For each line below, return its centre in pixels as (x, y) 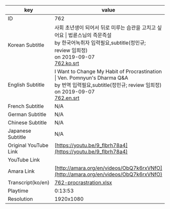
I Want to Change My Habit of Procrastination (108, 71)
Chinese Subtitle (27, 122)
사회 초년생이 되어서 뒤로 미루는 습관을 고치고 (105, 28)
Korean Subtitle (26, 45)
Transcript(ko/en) (29, 182)
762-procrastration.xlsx (83, 182)
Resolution (20, 199)
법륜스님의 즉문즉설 (90, 35)
